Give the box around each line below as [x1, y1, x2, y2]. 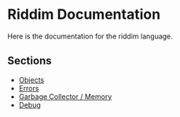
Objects [18, 75, 45, 84]
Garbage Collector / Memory [18, 92, 112, 101]
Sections [7, 54, 52, 68]
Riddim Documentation [7, 5, 161, 24]
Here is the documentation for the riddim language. [7, 31, 174, 41]
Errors [18, 83, 39, 93]
